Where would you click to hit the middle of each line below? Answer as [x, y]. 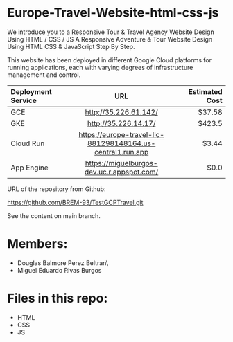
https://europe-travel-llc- [122, 134]
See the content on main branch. [54, 215]
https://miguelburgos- [121, 163]
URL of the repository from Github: [57, 189]
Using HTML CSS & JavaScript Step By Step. [71, 46]
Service [24, 100]
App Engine [29, 168]
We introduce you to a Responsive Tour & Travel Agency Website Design [111, 32]
